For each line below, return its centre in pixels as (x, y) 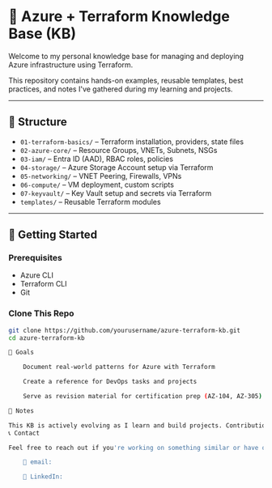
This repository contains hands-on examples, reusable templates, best (126, 80)
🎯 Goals (21, 352)
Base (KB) (42, 34)
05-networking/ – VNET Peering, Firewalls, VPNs (101, 176)
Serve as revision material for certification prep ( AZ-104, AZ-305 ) (143, 397)
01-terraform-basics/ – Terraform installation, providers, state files (132, 142)
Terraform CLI (43, 284)
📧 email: (38, 462)
